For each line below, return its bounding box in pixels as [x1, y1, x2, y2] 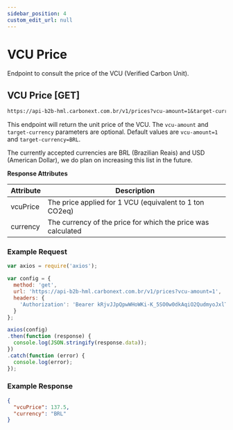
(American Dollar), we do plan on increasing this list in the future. [7, 156, 193, 164]
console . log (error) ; [13, 359, 73, 365]
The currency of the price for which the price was [47, 218, 209, 227]
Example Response [7, 381, 74, 391]
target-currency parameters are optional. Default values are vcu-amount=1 [7, 128, 218, 136]
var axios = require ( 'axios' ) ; [7, 263, 98, 270]
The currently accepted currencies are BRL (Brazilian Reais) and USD [7, 148, 205, 157]
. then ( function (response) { [7, 333, 92, 340]
